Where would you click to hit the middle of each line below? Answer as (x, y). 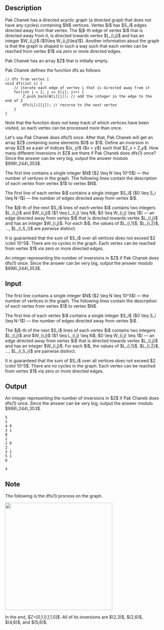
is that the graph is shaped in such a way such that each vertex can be (76, 46)
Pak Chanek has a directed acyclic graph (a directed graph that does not (78, 20)
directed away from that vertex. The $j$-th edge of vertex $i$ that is (74, 30)
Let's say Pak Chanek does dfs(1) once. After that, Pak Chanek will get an (79, 137)
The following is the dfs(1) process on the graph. (54, 496)
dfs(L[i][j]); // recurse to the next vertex (70, 105)
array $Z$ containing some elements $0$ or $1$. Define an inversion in (77, 142)
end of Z (14, 101)
